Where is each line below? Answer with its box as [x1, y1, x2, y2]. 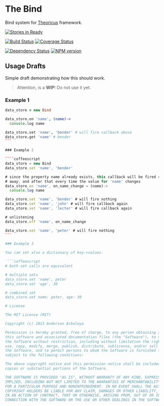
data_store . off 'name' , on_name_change [5, 219, 86, 224]
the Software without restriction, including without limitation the [5, 339, 150, 344]
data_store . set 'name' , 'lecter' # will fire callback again [5, 206, 132, 211]
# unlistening [5, 215, 34, 220]
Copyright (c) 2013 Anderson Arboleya [5, 321, 84, 326]
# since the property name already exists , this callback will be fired [5, 174, 156, 179]
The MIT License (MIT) [5, 312, 51, 318]
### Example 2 [5, 148, 34, 153]
